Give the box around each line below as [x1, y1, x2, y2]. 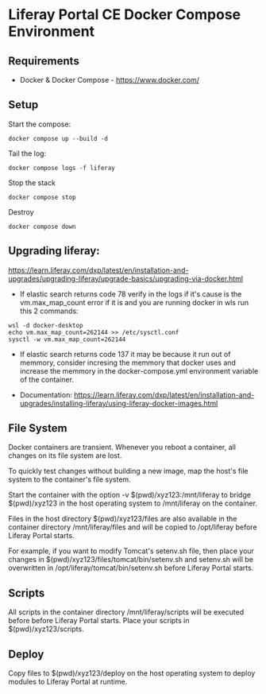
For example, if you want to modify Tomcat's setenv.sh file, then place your [8, 546, 254, 556]
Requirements [8, 54, 79, 68]
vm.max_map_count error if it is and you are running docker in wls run [19, 297, 249, 307]
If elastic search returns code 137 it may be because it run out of [19, 349, 231, 359]
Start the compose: [8, 119, 71, 129]
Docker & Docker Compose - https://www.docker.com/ [19, 76, 200, 84]
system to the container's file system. [8, 475, 131, 484]
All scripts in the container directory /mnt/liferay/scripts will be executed [8, 607, 245, 617]
